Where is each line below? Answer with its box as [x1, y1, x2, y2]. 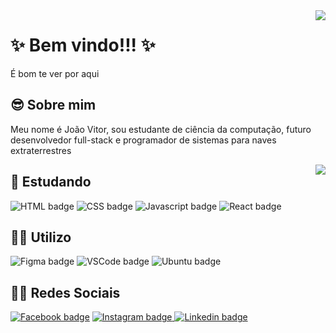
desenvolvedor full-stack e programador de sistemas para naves [10, 134, 277, 146]
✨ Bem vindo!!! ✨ [10, 34, 156, 57]
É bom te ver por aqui [10, 67, 100, 79]
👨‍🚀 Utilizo [10, 229, 72, 246]
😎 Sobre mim [10, 97, 97, 114]
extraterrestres [10, 144, 72, 156]
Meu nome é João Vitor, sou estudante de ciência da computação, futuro [10, 123, 312, 135]
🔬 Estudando [10, 174, 92, 191]
